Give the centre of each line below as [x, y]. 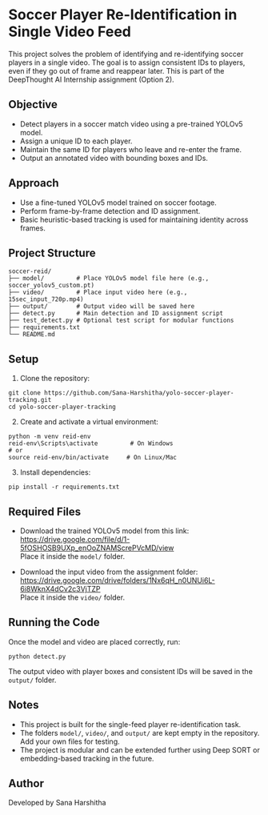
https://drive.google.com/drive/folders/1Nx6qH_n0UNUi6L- [118, 580]
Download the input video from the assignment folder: [109, 572]
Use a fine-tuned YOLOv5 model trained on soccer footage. [118, 203]
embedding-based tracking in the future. [87, 758]
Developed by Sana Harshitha [57, 803]
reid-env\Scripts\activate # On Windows [91, 444]
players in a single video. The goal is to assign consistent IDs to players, [127, 62]
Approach [34, 183]
